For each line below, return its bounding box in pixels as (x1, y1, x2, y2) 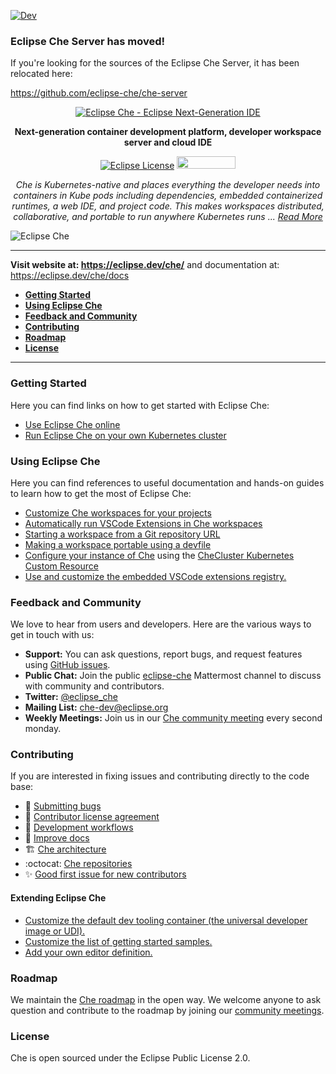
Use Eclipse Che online (24, 418, 121, 430)
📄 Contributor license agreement (24, 811, 160, 823)
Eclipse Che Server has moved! (10, 34, 166, 48)
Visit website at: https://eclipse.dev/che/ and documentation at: (10, 259, 280, 271)
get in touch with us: (10, 629, 95, 641)
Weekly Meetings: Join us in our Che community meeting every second (24, 712, 323, 724)
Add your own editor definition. (24, 946, 153, 958)
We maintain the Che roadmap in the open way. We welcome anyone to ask (10, 993, 322, 1005)
